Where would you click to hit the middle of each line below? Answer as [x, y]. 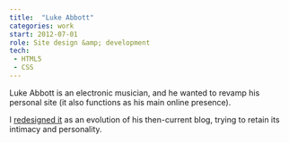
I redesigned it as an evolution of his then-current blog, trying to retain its [144, 119]
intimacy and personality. [56, 129]
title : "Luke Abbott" [52, 17]
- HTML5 [27, 59]
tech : [19, 51]
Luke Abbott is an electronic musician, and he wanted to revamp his [135, 93]
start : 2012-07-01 [44, 34]
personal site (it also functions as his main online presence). [120, 102]
